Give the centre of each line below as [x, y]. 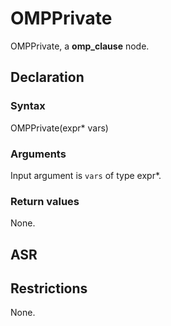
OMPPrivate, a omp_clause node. [80, 46]
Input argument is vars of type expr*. [86, 175]
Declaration [47, 77]
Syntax [28, 106]
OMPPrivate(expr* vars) [59, 128]
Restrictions [49, 288]
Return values [45, 201]
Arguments [38, 154]
